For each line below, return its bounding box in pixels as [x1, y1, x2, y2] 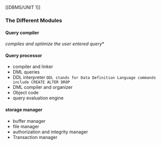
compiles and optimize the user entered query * [5, 41, 104, 47]
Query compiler [5, 29, 39, 35]
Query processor [5, 52, 42, 58]
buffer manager [12, 118, 46, 124]
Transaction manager [12, 134, 58, 140]
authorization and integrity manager [12, 129, 88, 135]
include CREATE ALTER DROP [12, 80, 70, 85]
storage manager [5, 106, 43, 113]
